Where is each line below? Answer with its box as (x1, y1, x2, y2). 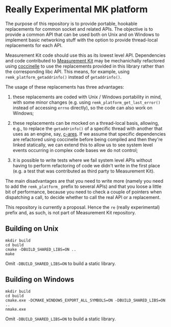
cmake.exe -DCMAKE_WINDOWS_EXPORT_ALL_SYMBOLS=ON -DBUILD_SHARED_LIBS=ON (5, 298, 166, 303)
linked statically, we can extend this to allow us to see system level (12, 142, 153, 148)
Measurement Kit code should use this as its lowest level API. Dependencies (5, 52, 166, 58)
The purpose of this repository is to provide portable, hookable (5, 20, 138, 27)
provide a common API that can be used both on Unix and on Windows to (5, 31, 160, 37)
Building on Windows (5, 275, 75, 284)
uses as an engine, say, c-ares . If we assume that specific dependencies (12, 130, 166, 137)
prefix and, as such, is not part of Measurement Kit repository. (5, 209, 136, 215)
